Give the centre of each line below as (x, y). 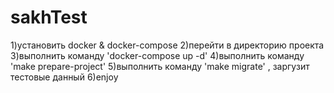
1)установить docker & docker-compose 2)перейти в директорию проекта (167, 45)
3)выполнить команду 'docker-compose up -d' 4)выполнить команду (157, 55)
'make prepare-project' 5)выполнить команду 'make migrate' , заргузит (160, 66)
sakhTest (49, 17)
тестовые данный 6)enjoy (64, 77)
